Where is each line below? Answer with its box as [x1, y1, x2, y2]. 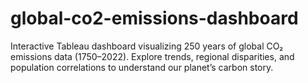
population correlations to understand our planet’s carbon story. [10, 61, 274, 73]
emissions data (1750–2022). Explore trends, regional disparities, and [10, 50, 295, 62]
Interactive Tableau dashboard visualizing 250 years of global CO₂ [10, 40, 284, 52]
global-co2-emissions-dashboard [10, 7, 299, 30]
